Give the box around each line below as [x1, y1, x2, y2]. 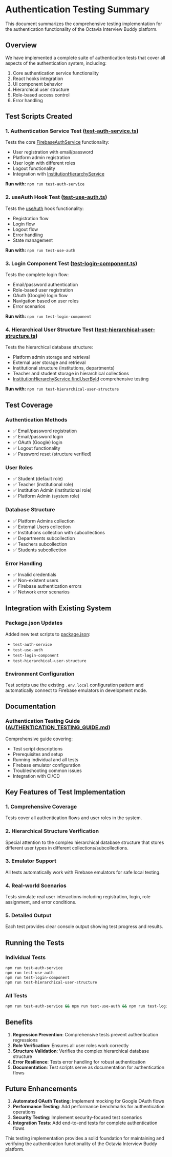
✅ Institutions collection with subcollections [12, 529, 105, 535]
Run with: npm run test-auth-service [5, 181, 85, 187]
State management [12, 237, 53, 243]
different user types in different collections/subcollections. [5, 844, 129, 851]
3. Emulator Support [5, 857, 56, 864]
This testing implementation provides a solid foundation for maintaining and [5, 1135, 165, 1142]
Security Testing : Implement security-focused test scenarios [12, 1114, 142, 1121]
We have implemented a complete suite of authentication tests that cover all [5, 54, 165, 61]
